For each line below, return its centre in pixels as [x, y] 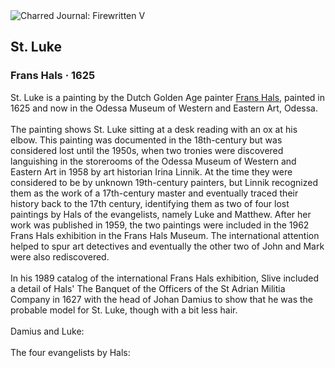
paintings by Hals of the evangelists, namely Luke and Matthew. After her [161, 214]
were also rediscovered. [60, 256]
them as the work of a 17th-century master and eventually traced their [154, 193]
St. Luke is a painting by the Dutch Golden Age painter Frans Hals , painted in [168, 97]
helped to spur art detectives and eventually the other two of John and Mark [167, 246]
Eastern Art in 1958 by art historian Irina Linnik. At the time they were [151, 171]
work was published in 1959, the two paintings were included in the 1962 [160, 225]
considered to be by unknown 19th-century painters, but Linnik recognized [164, 182]
